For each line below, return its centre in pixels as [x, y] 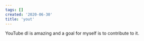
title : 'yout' [20, 19]
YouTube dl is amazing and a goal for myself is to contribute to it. [72, 33]
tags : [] [14, 10]
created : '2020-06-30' [29, 14]
